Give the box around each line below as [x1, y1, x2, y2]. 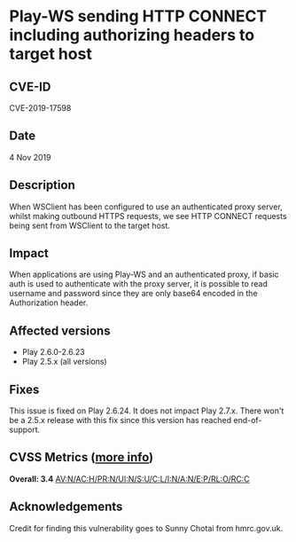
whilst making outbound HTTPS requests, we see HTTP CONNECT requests [9, 210, 287, 221]
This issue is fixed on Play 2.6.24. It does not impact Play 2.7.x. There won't [9, 405, 284, 416]
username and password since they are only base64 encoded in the [9, 288, 259, 299]
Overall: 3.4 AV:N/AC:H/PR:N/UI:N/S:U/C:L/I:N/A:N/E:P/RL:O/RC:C [9, 473, 250, 484]
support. [9, 424, 41, 436]
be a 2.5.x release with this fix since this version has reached [9, 415, 232, 426]
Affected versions [9, 323, 111, 338]
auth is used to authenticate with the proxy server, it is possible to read [9, 279, 268, 289]
